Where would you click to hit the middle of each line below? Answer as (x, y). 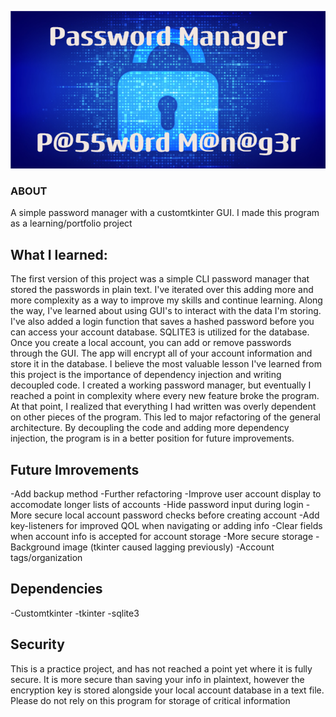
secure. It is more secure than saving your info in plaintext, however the (157, 679)
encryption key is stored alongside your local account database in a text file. (167, 690)
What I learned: (59, 254)
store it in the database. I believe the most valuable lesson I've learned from (166, 364)
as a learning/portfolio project (71, 223)
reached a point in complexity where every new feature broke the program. (165, 396)
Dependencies (56, 589)
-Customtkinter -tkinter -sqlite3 (75, 613)
